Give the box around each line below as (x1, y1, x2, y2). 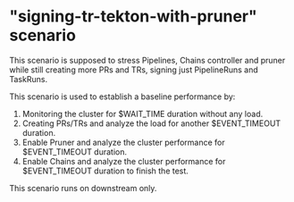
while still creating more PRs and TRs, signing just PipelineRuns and (9, 64, 259, 75)
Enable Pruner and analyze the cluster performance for (21, 137, 225, 147)
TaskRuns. (9, 73, 47, 84)
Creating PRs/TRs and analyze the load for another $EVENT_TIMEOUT (21, 118, 281, 129)
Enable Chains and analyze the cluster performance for (21, 156, 226, 166)
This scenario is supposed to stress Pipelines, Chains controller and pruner (9, 55, 286, 65)
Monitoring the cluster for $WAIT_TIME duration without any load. (21, 108, 264, 119)
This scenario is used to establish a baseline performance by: (9, 91, 236, 102)
